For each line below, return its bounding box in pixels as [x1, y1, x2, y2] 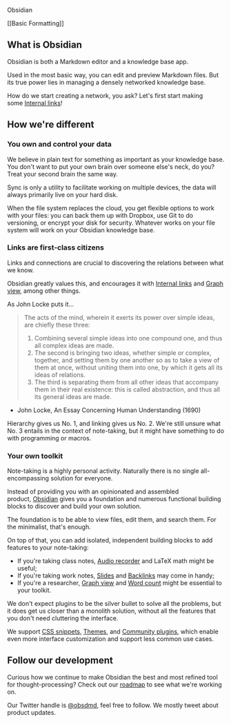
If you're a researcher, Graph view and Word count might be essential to [17, 579, 222, 587]
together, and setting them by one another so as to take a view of [34, 356, 220, 364]
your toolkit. [17, 586, 52, 595]
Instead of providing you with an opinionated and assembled [7, 487, 179, 496]
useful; [17, 564, 37, 573]
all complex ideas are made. [34, 341, 114, 349]
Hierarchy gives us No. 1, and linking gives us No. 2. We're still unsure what [7, 419, 221, 427]
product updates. [7, 708, 57, 716]
